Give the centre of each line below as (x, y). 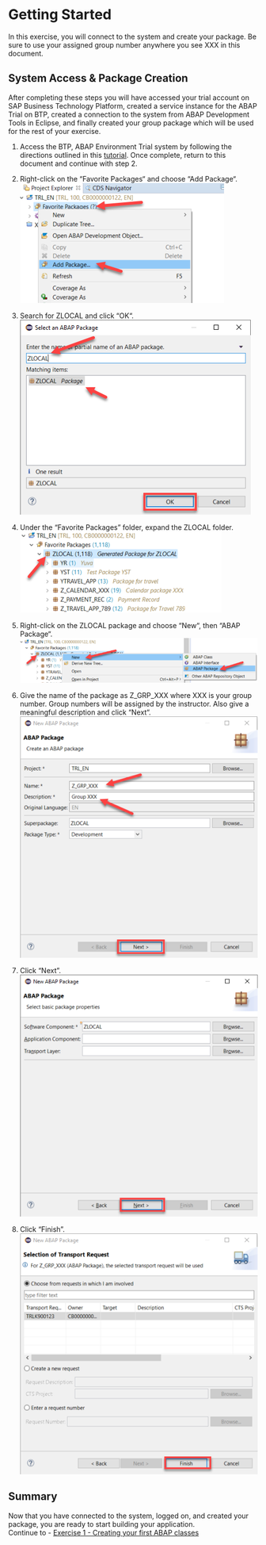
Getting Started (60, 15)
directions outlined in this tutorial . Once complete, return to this (123, 155)
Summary (33, 1497)
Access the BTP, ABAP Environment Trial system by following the (125, 146)
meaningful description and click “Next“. (85, 712)
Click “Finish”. (42, 1229)
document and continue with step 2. (78, 163)
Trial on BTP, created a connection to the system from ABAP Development (129, 114)
